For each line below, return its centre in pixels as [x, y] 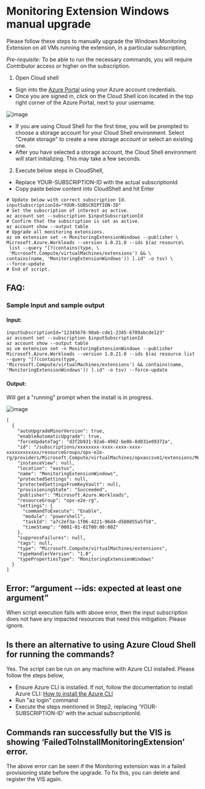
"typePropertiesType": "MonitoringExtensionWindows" [86, 559]
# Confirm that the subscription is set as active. [73, 221]
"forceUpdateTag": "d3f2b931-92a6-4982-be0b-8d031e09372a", [95, 441]
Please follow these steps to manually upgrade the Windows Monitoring [97, 41]
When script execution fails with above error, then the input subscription [97, 613]
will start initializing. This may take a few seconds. [78, 158]
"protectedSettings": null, [53, 479]
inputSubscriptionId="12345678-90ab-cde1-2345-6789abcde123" [86, 333]
